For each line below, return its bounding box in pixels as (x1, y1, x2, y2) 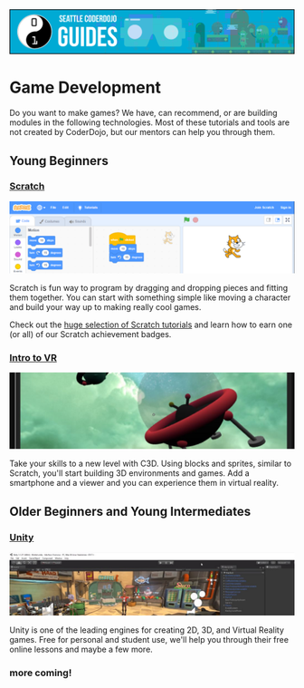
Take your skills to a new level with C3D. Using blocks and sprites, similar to (9, 458, 292, 470)
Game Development (9, 77, 161, 98)
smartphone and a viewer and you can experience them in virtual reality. (9, 478, 279, 489)
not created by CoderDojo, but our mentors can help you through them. (9, 127, 276, 138)
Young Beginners (9, 153, 109, 169)
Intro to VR (9, 351, 57, 363)
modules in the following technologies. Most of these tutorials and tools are (9, 117, 290, 128)
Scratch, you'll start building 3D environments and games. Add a (9, 468, 251, 479)
